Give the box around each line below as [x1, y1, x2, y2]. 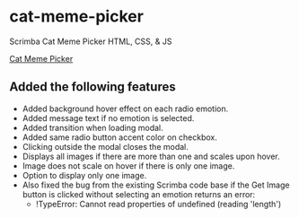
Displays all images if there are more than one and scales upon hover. [22, 151, 280, 161]
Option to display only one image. [22, 170, 147, 180]
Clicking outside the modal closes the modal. [22, 141, 189, 152]
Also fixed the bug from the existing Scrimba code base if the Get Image [22, 179, 290, 190]
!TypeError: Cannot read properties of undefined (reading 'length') [35, 198, 282, 209]
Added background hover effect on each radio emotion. [22, 103, 229, 114]
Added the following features [9, 79, 177, 95]
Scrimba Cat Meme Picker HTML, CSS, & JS [9, 36, 172, 47]
